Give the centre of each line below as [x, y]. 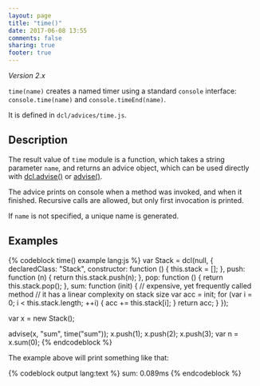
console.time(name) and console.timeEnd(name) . [87, 99]
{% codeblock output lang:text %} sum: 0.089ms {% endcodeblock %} [125, 373]
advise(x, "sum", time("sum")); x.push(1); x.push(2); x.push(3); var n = [124, 333]
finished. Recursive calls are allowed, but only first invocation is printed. [126, 200]
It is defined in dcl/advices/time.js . [68, 115]
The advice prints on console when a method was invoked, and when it [125, 192]
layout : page [30, 16]
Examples [33, 241]
